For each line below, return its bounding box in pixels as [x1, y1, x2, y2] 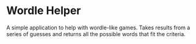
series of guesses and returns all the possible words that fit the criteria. [6, 30, 186, 37]
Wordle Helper [6, 4, 81, 18]
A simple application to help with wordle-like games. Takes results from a [6, 24, 191, 31]
